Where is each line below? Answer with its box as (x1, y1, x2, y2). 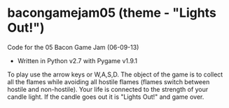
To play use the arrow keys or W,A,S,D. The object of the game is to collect (7, 70, 223, 79)
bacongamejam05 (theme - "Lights (7, 5, 217, 21)
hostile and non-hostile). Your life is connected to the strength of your (7, 85, 209, 93)
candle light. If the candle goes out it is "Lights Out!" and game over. (7, 93, 204, 101)
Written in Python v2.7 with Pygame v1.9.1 (17, 56, 138, 65)
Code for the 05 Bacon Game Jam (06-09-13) (7, 43, 139, 51)
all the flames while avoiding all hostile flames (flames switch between (7, 77, 210, 86)
